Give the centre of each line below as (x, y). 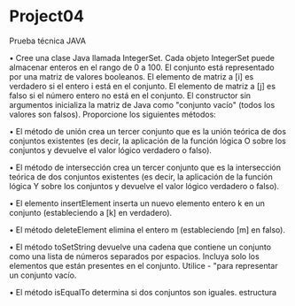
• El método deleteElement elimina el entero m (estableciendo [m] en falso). (147, 229)
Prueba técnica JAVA (48, 41)
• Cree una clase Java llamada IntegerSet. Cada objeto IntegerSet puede (142, 57)
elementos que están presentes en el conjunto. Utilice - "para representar (144, 265)
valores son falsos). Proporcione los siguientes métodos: (113, 114)
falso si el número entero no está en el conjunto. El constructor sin (130, 96)
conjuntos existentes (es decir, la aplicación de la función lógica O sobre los (147, 141)
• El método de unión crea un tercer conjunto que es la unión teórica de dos (147, 131)
